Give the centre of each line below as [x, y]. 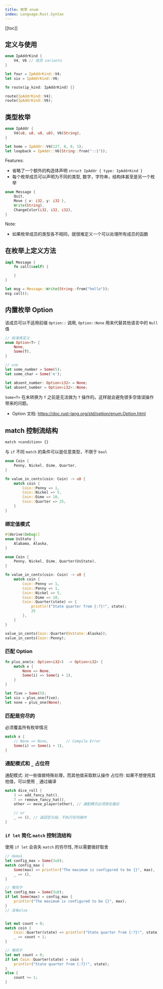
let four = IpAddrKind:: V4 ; [33, 74]
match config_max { [25, 865]
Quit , [19, 196]
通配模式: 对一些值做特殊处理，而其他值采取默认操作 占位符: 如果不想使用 [78, 775]
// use [12, 365]
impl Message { [20, 262]
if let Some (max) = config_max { [39, 897]
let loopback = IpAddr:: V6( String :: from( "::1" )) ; [56, 151]
